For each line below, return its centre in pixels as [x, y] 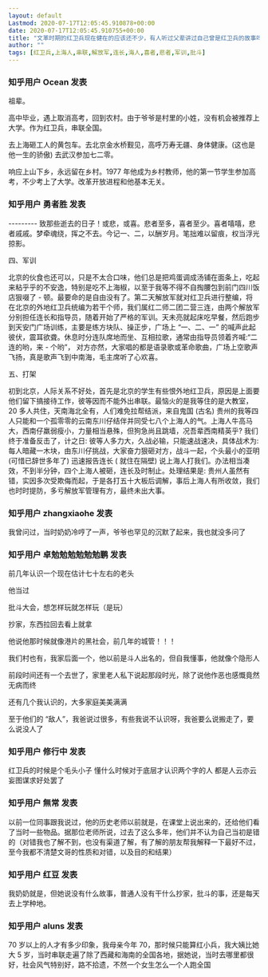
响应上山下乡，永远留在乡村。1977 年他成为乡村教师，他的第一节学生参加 [129, 171]
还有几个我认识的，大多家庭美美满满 [68, 702]
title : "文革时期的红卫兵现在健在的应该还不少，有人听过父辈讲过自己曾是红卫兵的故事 [132, 38]
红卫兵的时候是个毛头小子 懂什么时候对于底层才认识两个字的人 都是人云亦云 [132, 770]
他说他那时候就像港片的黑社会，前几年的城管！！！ [92, 641]
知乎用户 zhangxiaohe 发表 [61, 513]
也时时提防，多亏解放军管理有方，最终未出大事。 [89, 490]
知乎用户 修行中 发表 [47, 752]
